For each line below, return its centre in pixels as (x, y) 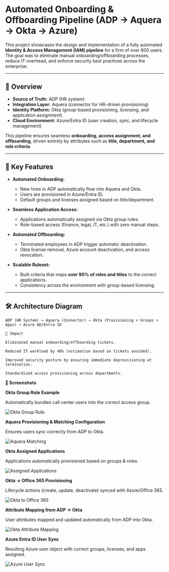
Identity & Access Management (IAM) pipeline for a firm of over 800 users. (84, 50)
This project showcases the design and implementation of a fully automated (84, 44)
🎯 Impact (14, 334)
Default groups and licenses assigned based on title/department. (87, 199)
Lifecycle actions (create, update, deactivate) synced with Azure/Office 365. (84, 490)
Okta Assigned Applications (35, 451)
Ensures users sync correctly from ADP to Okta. (55, 432)
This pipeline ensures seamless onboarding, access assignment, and (78, 135)
